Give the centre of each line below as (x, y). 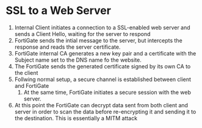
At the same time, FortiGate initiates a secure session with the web (107, 92)
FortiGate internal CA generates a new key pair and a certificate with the (105, 53)
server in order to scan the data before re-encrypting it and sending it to (105, 112)
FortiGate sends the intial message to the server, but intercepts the (98, 40)
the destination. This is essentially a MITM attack (76, 118)
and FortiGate (32, 85)
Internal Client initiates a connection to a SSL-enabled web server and (102, 27)
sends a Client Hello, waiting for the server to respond (82, 34)
